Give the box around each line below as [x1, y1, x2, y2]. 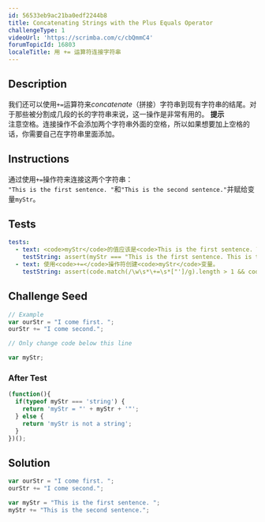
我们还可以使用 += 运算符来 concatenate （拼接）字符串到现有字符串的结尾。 [8, 100, 250, 109]
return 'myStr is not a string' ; [22, 419, 132, 427]
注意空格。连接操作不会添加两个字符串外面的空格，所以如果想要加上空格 [8, 119, 243, 129]
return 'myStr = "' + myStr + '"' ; [22, 405, 140, 413]
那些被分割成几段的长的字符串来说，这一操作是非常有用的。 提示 [14, 109, 225, 118]
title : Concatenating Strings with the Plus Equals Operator [8, 19, 214, 27]
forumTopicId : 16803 [8, 41, 77, 49]
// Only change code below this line [8, 340, 132, 347]
